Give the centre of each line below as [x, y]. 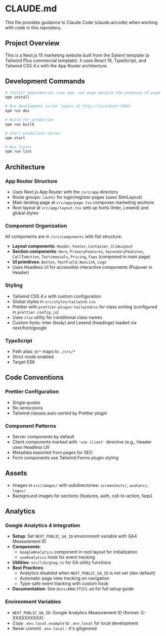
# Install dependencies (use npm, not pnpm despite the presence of [77, 93]
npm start [15, 138]
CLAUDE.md [31, 9]
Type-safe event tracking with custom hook [64, 583]
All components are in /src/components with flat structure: [64, 236]
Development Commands [45, 82]
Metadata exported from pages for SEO [52, 452]
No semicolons [27, 407]
